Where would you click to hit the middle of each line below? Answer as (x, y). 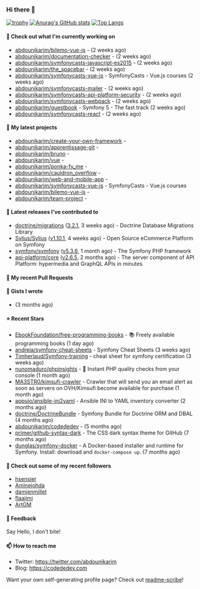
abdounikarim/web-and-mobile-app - (61, 179)
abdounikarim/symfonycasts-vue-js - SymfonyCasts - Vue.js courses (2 (104, 75)
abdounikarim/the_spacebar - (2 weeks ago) (70, 69)
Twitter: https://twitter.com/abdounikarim (66, 561)
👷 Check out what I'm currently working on (61, 36)
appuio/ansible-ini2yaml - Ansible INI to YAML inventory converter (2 (100, 401)
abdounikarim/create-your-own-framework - (70, 141)
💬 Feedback (21, 518)
